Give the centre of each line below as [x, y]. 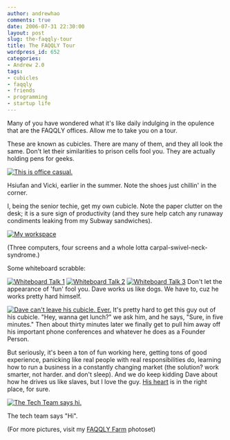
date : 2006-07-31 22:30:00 [46, 26]
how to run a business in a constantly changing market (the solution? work [113, 367]
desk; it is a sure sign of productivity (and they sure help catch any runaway [115, 213]
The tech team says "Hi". [42, 416]
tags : [15, 71]
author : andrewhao [33, 13]
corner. [17, 192]
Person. [18, 338]
